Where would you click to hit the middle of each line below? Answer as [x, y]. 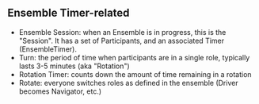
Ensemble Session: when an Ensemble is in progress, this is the [122, 32]
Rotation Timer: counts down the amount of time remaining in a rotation [135, 74]
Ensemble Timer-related [69, 13]
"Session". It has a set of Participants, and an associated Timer [122, 40]
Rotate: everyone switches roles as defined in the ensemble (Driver [128, 83]
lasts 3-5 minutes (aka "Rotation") [74, 66]
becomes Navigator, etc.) [60, 91]
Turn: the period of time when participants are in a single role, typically [134, 57]
